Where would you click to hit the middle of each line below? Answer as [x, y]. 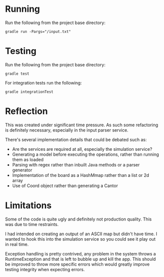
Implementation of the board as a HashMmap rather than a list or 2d [81, 175]
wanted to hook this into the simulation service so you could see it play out [80, 239]
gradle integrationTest [29, 92]
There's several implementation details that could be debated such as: [76, 139]
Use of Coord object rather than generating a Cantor [65, 186]
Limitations [28, 205]
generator [22, 170]
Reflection [26, 111]
